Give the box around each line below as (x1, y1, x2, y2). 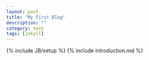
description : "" (6, 20, 47, 26)
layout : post (6, 8, 39, 15)
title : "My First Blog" (6, 14, 66, 20)
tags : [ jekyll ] (6, 31, 44, 37)
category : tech (6, 25, 44, 31)
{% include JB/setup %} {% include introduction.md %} (6, 47, 144, 54)
